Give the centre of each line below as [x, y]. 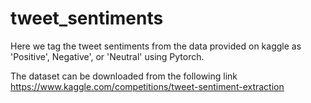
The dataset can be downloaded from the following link [124, 76]
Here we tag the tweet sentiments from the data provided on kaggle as [156, 46]
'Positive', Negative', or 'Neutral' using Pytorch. [107, 56]
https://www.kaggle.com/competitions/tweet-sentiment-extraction [147, 86]
